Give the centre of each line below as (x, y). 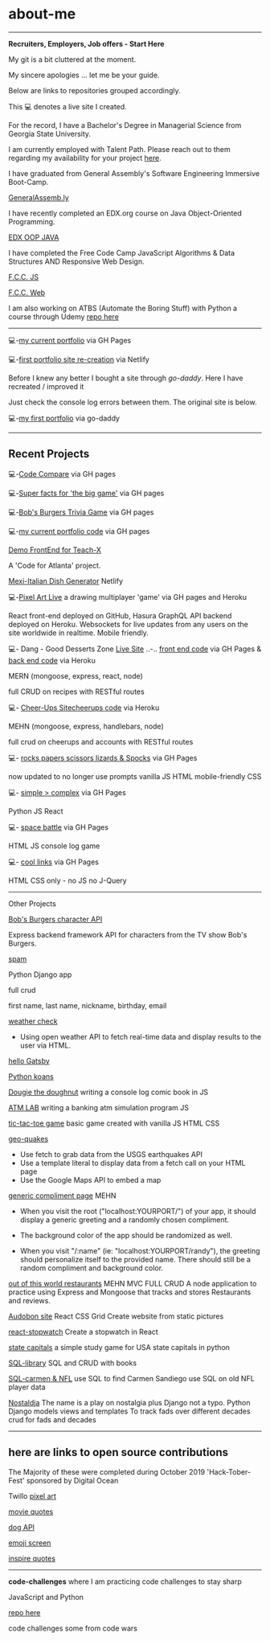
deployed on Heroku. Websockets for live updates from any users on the (129, 624)
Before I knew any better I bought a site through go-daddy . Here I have (126, 378)
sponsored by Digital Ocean (72, 1480)
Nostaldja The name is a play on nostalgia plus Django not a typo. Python (129, 1402)
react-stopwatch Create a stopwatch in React (83, 1331)
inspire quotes (32, 1558)
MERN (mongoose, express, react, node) (76, 675)
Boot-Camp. (29, 182)
